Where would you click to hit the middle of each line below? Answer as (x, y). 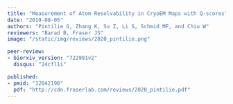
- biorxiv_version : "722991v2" (52, 58)
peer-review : (26, 52)
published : (23, 76)
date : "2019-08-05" (35, 20)
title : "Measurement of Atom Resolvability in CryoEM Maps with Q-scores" (118, 13)
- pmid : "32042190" (35, 83)
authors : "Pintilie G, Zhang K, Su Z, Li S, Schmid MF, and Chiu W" (108, 26)
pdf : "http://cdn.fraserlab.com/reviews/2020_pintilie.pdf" (102, 90)
